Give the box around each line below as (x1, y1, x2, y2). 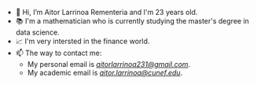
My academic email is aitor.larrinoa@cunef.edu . (27, 68, 183, 77)
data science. (15, 28, 61, 37)
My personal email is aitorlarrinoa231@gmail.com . (27, 60, 191, 68)
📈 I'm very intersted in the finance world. (15, 36, 150, 46)
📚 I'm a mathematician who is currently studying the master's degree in (15, 17, 250, 25)
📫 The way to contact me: (15, 48, 102, 57)
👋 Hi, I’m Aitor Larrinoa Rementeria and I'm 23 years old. (15, 8, 198, 17)
